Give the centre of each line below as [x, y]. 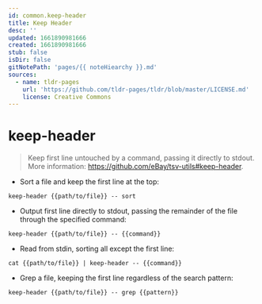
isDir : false [30, 60]
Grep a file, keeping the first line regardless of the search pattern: [126, 278]
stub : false [28, 52]
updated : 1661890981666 [47, 38]
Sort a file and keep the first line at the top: [89, 182]
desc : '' [23, 30]
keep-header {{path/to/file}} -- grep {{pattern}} [93, 293]
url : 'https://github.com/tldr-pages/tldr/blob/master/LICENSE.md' [136, 89]
